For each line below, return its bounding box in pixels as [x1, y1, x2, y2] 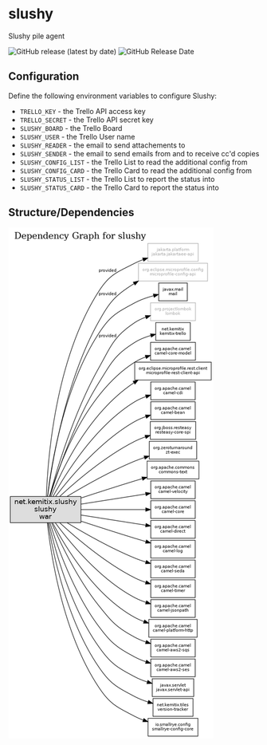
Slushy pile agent [8, 31, 65, 41]
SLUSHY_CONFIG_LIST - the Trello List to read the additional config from [19, 157, 249, 167]
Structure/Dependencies [8, 206, 135, 219]
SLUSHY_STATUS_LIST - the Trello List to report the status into [19, 174, 215, 183]
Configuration [8, 69, 80, 84]
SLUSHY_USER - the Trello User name [19, 132, 135, 141]
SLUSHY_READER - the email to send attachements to [19, 140, 186, 150]
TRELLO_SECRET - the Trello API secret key [19, 115, 154, 124]
